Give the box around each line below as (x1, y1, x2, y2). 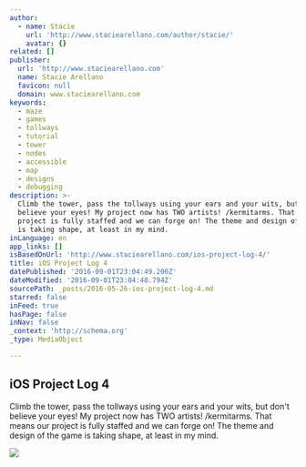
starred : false (9, 292, 67, 301)
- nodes (17, 148, 47, 157)
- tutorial (17, 132, 59, 141)
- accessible (17, 157, 67, 167)
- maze (17, 107, 43, 116)
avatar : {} (25, 38, 67, 48)
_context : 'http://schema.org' (9, 327, 128, 336)
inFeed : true (9, 301, 59, 310)
